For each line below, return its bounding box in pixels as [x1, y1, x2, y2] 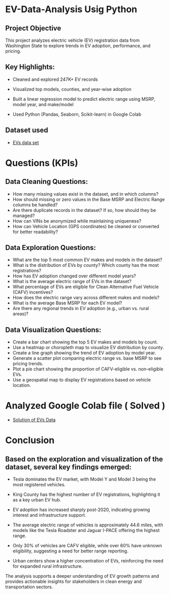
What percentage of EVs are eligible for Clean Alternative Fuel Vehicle [12, 284, 159, 290]
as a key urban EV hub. [12, 497, 61, 503]
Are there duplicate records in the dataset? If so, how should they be [12, 207, 156, 213]
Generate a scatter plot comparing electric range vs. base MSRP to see [12, 355, 162, 361]
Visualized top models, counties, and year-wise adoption [12, 86, 132, 92]
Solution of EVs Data [12, 417, 56, 423]
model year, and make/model [12, 101, 74, 107]
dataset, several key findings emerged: [5, 462, 132, 471]
